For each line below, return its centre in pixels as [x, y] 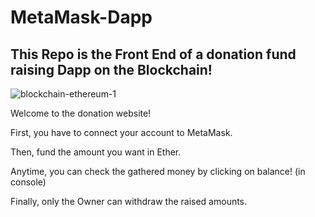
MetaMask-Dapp [81, 17]
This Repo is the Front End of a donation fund [153, 54]
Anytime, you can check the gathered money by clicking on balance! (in [158, 171]
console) [28, 182]
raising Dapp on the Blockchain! [111, 69]
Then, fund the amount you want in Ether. [96, 152]
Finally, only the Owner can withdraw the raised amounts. [129, 201]
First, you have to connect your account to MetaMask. [121, 132]
